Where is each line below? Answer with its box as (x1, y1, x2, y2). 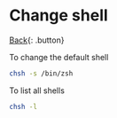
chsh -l (9, 102, 38, 111)
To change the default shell (9, 51, 109, 62)
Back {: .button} (9, 35, 65, 45)
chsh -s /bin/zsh (9, 68, 74, 78)
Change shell (9, 5, 108, 26)
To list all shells (9, 85, 65, 96)
